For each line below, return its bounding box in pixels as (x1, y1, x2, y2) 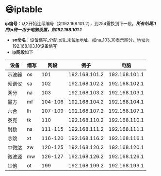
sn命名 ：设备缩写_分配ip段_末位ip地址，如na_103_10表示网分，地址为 (12, 37, 150, 43)
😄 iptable (5, 4, 43, 15)
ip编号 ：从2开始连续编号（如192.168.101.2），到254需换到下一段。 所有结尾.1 (5, 20, 156, 26)
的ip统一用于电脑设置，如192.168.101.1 (5, 26, 82, 33)
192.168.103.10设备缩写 (12, 43, 57, 49)
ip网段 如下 (12, 49, 33, 55)
